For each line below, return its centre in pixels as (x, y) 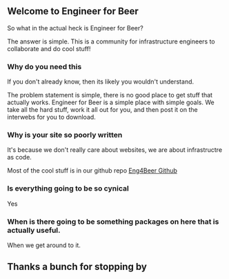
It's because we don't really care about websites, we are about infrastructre (115, 150)
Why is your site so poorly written (65, 135)
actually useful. (34, 230)
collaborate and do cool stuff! (49, 48)
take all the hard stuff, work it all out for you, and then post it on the (102, 110)
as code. (20, 157)
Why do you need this (44, 66)
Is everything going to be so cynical (68, 189)
